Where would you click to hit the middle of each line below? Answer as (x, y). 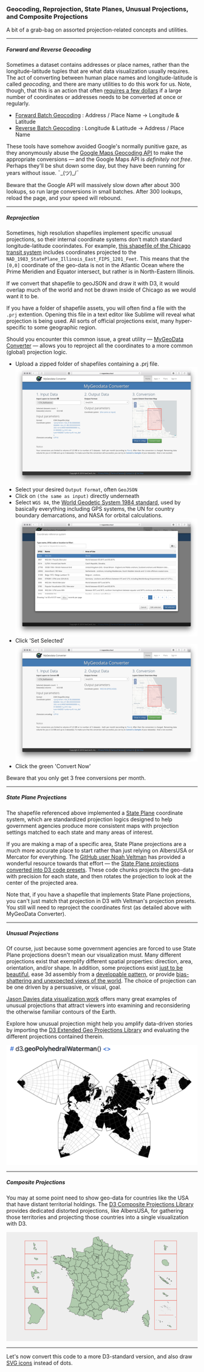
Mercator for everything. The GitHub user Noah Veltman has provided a (96, 857)
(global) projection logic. (37, 352)
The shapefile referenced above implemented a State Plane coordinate (95, 813)
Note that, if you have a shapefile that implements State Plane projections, (99, 894)
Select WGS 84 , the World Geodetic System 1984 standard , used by (98, 502)
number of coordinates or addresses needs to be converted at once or (94, 97)
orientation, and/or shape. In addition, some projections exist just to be (95, 968)
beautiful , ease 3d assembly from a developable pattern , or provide (90, 974)
